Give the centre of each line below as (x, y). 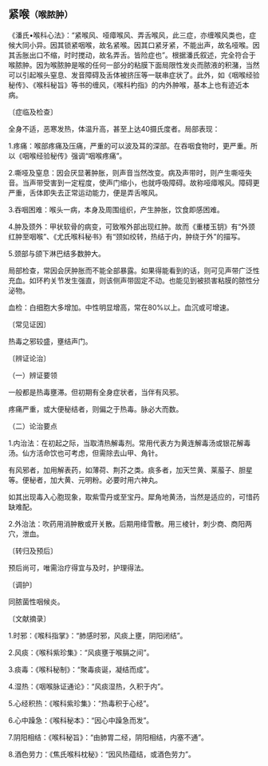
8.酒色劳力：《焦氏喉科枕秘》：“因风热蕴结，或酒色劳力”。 (102, 754)
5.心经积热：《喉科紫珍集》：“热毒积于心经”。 (81, 703)
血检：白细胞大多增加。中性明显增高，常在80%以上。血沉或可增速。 (121, 307)
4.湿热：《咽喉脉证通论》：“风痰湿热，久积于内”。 (88, 686)
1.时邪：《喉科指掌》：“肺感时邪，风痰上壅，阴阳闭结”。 (98, 635)
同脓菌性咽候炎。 (36, 602)
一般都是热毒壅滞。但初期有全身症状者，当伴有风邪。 (96, 392)
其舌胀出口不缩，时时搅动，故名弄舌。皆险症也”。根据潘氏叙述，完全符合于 (132, 55)
